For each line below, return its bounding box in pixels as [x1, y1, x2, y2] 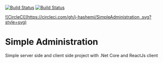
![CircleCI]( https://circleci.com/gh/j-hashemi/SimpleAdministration [5, 14, 140, 20]
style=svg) [5, 20, 27, 25]
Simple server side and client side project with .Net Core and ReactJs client [5, 52, 159, 58]
